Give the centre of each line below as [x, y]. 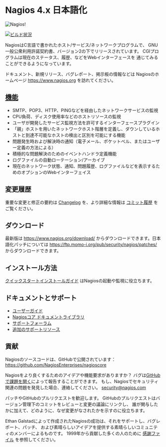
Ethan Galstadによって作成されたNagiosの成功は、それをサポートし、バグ [81, 421]
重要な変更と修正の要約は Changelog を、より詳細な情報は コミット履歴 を [82, 202]
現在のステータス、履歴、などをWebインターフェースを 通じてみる [90, 57]
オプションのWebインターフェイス [56, 172]
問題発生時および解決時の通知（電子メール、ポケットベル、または [80, 141]
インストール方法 [31, 268]
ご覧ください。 [20, 208]
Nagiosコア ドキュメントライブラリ [48, 317]
